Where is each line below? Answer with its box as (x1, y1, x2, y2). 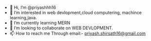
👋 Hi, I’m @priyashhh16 (9, 5, 56, 10)
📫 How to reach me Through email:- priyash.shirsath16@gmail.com (9, 30, 146, 36)
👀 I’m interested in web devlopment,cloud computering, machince (9, 10, 142, 15)
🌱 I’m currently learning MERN (9, 20, 71, 26)
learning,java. (9, 15, 38, 20)
